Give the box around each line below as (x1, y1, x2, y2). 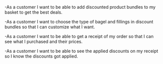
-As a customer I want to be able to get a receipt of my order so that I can (4, 34, 154, 39)
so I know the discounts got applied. (4, 53, 78, 59)
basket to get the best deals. (4, 9, 63, 15)
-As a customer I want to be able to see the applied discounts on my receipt (4, 48, 159, 54)
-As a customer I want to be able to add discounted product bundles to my (4, 4, 156, 10)
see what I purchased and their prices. (4, 39, 83, 44)
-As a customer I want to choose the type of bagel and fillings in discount (4, 19, 154, 24)
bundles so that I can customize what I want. (4, 24, 96, 30)
